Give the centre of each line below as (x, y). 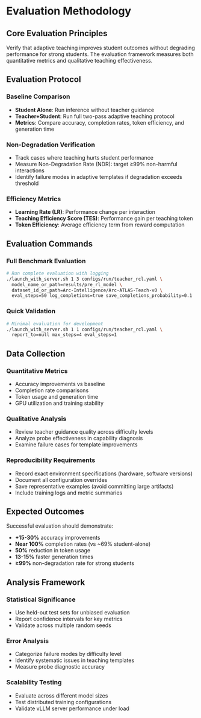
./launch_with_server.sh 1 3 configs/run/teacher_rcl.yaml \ (85, 279)
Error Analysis (28, 641)
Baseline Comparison (38, 96)
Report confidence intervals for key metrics (69, 619)
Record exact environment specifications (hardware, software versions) (104, 473)
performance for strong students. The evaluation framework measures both (100, 54)
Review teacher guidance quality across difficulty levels (84, 432)
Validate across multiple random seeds (63, 625)
